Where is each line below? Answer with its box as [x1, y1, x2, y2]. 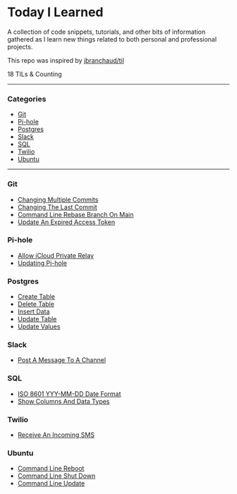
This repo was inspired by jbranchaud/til [7, 56, 125, 64]
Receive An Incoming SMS [17, 431, 95, 439]
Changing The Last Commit [17, 202, 97, 211]
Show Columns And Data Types [17, 397, 110, 405]
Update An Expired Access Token [17, 218, 116, 226]
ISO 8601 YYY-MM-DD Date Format [17, 389, 121, 398]
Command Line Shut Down [17, 471, 96, 480]
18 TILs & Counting [7, 70, 62, 78]
